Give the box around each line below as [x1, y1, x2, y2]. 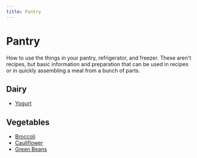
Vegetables [6, 117, 50, 127]
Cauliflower [14, 140, 44, 147]
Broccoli [14, 133, 36, 140]
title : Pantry [6, 8, 42, 15]
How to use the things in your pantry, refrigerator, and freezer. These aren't [6, 54, 192, 61]
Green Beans [14, 145, 47, 153]
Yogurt [14, 100, 32, 107]
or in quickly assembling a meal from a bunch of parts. [6, 67, 140, 74]
